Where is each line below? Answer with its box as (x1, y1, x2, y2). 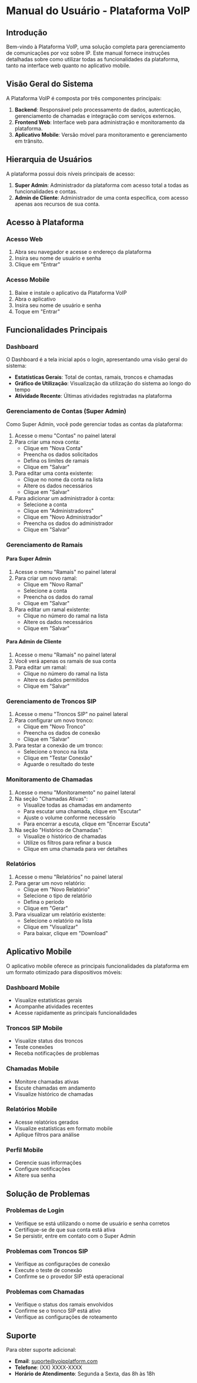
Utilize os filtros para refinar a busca (23, 839, 112, 846)
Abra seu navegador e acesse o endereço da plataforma (14, 249, 152, 256)
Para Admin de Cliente (6, 638, 62, 645)
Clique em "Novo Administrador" (23, 513, 103, 520)
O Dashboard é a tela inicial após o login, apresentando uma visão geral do (6, 356, 188, 363)
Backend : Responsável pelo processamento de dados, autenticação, (14, 106, 182, 113)
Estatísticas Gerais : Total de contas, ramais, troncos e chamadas (14, 374, 173, 381)
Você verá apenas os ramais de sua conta (14, 657, 116, 664)
